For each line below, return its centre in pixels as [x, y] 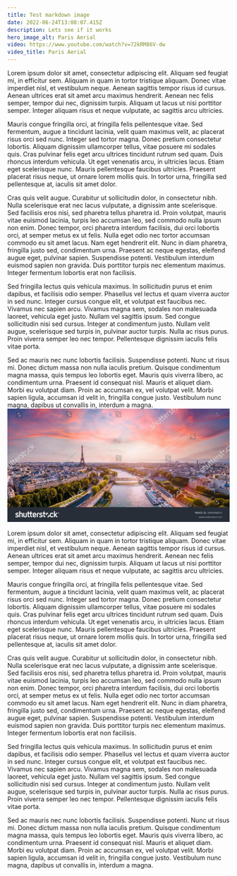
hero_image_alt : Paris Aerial [52, 37]
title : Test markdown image [49, 15]
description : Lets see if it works [60, 30]
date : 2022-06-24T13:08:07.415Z [55, 22]
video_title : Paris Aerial [47, 52]
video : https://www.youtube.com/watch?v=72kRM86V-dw [86, 45]
